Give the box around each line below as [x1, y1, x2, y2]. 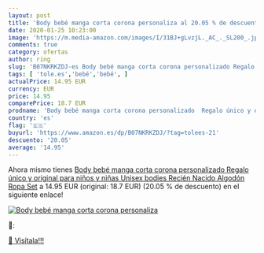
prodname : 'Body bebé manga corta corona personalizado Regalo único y [8, 107, 251, 115]
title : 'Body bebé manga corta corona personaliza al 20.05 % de [8, 19, 226, 27]
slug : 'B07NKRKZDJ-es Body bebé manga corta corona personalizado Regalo [8, 63, 255, 71]
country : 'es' [8, 114, 55, 122]
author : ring [8, 56, 51, 64]
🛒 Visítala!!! [8, 236, 45, 245]
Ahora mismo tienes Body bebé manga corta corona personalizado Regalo [8, 165, 249, 174]
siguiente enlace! [8, 190, 64, 199]
